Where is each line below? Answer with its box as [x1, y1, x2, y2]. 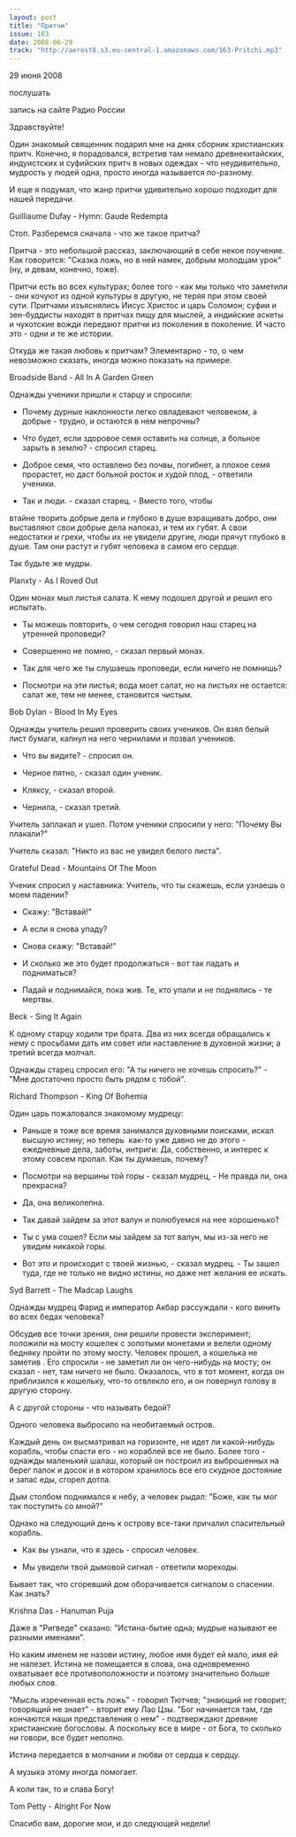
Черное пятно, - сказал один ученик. [21, 767, 163, 778]
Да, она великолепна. [21, 1197, 105, 1208]
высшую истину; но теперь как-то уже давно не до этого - [21, 1135, 246, 1146]
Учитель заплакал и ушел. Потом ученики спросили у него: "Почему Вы [9, 819, 282, 829]
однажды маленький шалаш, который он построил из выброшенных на [9, 1455, 280, 1467]
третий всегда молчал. [9, 1047, 96, 1058]
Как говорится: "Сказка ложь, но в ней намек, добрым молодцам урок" [9, 254, 282, 266]
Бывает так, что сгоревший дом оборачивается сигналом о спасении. [9, 1579, 276, 1590]
